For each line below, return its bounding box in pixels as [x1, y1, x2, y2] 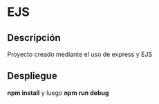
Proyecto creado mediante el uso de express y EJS [7, 50, 153, 58]
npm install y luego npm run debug [7, 88, 109, 97]
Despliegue [7, 70, 57, 82]
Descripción [7, 32, 61, 44]
